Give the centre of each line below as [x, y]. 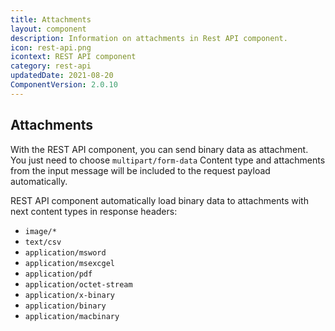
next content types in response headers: [94, 211]
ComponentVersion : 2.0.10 [64, 85]
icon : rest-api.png [51, 47]
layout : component [48, 29]
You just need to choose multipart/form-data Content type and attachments [168, 160]
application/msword [65, 252]
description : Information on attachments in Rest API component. [149, 38]
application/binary [65, 306]
